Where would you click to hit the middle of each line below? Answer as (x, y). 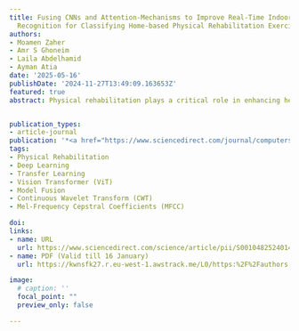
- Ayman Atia (33, 68)
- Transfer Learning (48, 174)
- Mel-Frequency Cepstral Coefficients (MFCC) (97, 207)
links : (21, 231)
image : (21, 280)
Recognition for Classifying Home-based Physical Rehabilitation (141, 26)
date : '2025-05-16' (45, 76)
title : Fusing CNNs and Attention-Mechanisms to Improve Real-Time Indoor (151, 17)
